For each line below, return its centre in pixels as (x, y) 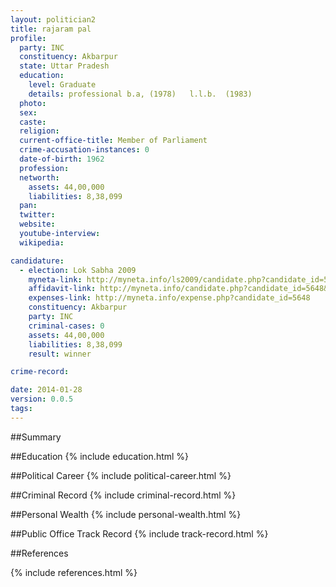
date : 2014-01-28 (46, 390)
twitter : (37, 215)
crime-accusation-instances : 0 (84, 150)
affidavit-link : (62, 289)
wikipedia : (42, 242)
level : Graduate (62, 85)
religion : (39, 131)
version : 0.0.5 (42, 399)
